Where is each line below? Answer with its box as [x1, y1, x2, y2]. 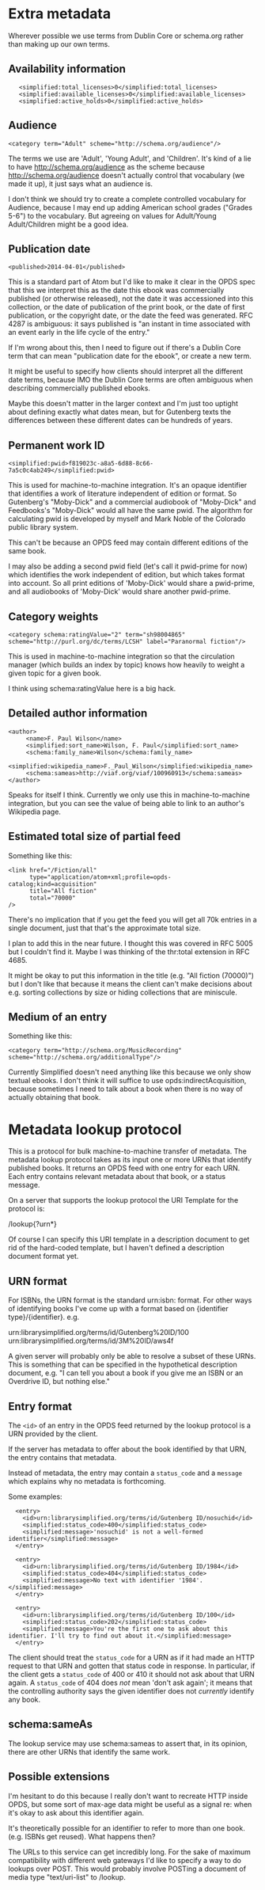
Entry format [8, 1399, 73, 1413]
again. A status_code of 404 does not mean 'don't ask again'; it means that [8, 1678, 253, 1687]
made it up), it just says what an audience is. [8, 179, 153, 188]
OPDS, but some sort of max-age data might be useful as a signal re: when [8, 1799, 252, 1809]
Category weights [8, 610, 99, 623]
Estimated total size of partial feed [8, 830, 181, 843]
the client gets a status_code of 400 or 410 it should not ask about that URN [8, 1670, 255, 1679]
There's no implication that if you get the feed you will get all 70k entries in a [8, 915, 257, 924]
